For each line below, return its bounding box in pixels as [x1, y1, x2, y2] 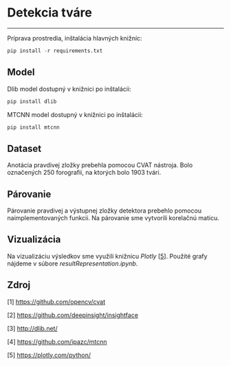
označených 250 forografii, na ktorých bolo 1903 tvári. [7, 169, 162, 177]
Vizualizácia [7, 234, 61, 246]
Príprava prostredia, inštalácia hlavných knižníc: [7, 34, 142, 42]
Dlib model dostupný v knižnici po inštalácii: [7, 85, 132, 93]
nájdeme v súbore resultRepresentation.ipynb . [7, 259, 138, 268]
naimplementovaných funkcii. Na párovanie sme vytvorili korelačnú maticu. [7, 214, 220, 222]
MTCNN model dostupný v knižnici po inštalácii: [7, 110, 143, 118]
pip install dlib [7, 98, 57, 105]
